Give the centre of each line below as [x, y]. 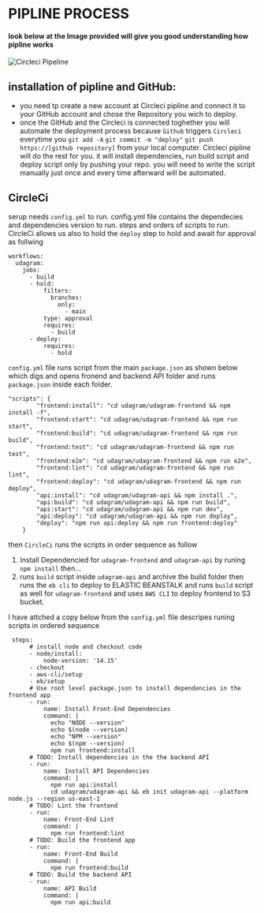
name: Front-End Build [80, 854]
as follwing [26, 242]
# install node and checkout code [86, 647]
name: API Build [70, 889]
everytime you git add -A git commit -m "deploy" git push [116, 140]
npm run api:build [80, 903]
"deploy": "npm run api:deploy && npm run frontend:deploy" [137, 523]
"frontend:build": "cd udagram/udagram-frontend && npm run [137, 434]
